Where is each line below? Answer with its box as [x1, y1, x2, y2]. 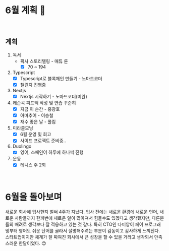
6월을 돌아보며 [5, 191, 62, 203]
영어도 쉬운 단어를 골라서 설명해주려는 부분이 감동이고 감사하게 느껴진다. [18, 228, 160, 234]
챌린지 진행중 [20, 82, 46, 88]
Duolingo [12, 143, 32, 149]
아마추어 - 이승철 [20, 112, 54, 118]
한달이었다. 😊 [18, 240, 46, 246]
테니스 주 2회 [20, 162, 46, 168]
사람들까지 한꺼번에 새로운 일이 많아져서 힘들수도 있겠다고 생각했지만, [14, 215, 151, 221]
